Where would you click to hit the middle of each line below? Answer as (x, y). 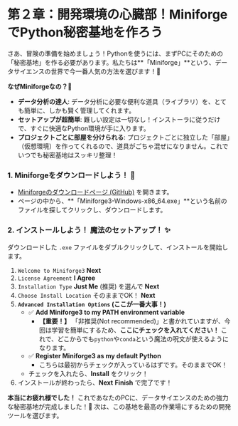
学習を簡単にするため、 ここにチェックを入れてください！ (135, 330)
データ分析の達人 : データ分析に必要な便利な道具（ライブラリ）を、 (116, 101)
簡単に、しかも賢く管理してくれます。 (80, 110)
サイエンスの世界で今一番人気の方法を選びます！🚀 (87, 71)
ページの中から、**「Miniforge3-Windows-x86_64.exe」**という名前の (122, 201)
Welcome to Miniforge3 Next (59, 270)
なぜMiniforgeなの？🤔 (40, 86)
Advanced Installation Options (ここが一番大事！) (92, 304)
